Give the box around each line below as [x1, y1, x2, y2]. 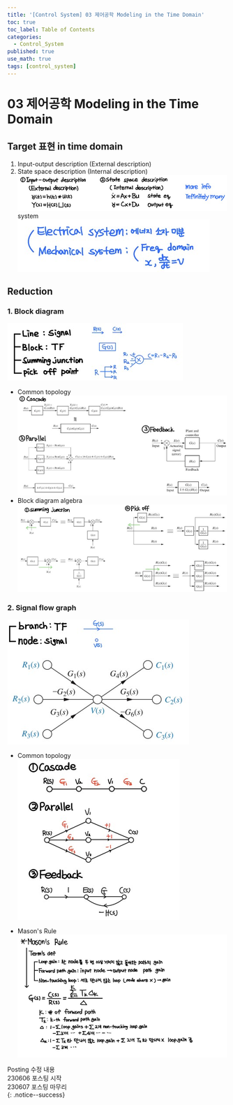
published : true [7, 48, 54, 55]
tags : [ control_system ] [7, 63, 77, 70]
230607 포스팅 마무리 [7, 1083, 68, 1091]
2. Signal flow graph [7, 603, 77, 613]
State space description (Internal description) [17, 167, 148, 175]
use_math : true [7, 56, 52, 63]
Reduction [7, 286, 54, 298]
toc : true [7, 18, 36, 26]
